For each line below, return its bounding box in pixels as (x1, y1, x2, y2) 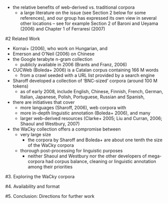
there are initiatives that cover (12, 99, 75, 105)
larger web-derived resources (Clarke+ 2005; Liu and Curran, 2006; (20, 115, 162, 121)
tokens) (12, 83, 29, 89)
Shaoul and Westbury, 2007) (20, 121, 80, 127)
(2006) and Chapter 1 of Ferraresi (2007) (20, 26, 105, 32)
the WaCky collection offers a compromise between (12, 126, 121, 132)
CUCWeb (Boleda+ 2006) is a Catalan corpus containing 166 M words (12, 67, 159, 73)
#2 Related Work (5, 35, 40, 42)
